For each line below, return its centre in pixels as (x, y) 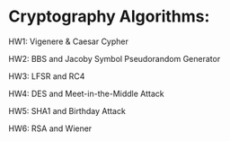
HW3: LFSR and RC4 (47, 76)
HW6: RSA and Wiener (50, 128)
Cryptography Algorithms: (109, 17)
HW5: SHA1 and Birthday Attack (67, 110)
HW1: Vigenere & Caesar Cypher (69, 41)
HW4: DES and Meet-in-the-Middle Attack (86, 93)
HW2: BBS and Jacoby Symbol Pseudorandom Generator (115, 58)
